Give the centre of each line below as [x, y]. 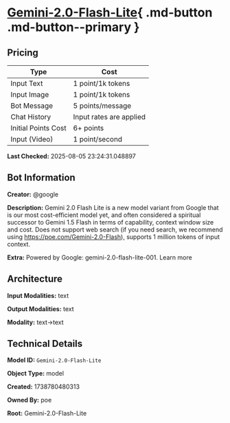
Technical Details [45, 344]
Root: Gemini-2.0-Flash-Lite [47, 413]
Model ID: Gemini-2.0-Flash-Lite [54, 360]
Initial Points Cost [38, 128]
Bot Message [32, 106]
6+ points [89, 128]
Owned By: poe [30, 400]
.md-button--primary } [73, 27]
